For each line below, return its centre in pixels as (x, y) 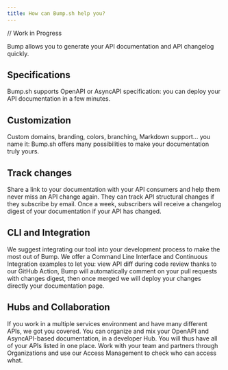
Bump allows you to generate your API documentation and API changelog (111, 46)
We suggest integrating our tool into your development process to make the (114, 249)
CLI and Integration (49, 233)
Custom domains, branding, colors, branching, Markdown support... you (109, 137)
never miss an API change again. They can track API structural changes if (111, 197)
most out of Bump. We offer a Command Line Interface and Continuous (107, 256)
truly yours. (23, 151)
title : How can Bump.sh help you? (56, 13)
